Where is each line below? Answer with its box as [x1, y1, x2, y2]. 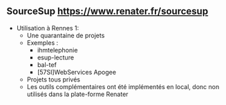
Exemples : [26, 38, 59, 47]
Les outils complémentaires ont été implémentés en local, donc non [26, 82, 220, 90]
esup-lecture [37, 53, 74, 61]
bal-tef [37, 60, 57, 68]
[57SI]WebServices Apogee [37, 68, 117, 76]
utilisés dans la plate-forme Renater [26, 90, 129, 98]
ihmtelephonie [37, 46, 78, 54]
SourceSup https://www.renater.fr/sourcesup [6, 6, 209, 17]
